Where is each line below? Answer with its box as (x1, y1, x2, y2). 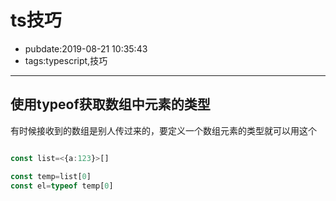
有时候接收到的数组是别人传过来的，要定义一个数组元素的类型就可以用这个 (10, 124, 317, 136)
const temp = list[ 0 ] (10, 171, 92, 181)
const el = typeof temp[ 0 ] (10, 181, 114, 191)
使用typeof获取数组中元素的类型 (10, 96, 211, 113)
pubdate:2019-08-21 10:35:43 (24, 42, 148, 55)
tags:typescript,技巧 (24, 54, 108, 66)
